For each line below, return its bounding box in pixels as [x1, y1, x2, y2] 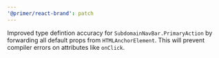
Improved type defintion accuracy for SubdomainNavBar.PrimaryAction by [7, 29, 213, 37]
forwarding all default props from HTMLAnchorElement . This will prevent [7, 35, 205, 44]
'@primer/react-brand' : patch [7, 10, 94, 17]
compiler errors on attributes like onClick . [7, 43, 125, 51]
